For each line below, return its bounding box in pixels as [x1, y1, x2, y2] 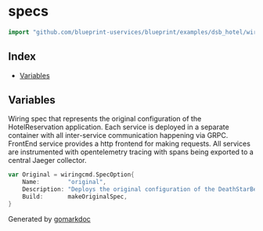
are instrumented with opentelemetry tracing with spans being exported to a [8, 147, 254, 157]
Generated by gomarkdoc [8, 214, 92, 223]
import [8, 28, 30, 36]
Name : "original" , [22, 179, 107, 186]
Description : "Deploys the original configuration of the [22, 186, 215, 193]
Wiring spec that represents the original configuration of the [8, 114, 202, 124]
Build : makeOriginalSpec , [22, 193, 128, 201]
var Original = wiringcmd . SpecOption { [8, 171, 135, 179]
